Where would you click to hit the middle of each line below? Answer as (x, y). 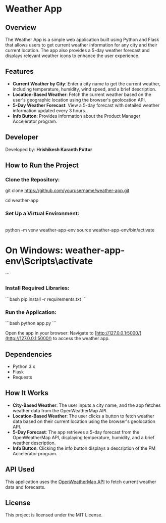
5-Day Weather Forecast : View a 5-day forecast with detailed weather (86, 105)
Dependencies (29, 354)
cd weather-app (22, 201)
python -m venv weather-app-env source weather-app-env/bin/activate (80, 230)
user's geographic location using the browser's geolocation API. (79, 100)
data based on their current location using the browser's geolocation (84, 421)
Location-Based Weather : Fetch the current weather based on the (82, 94)
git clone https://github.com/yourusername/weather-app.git (67, 191)
